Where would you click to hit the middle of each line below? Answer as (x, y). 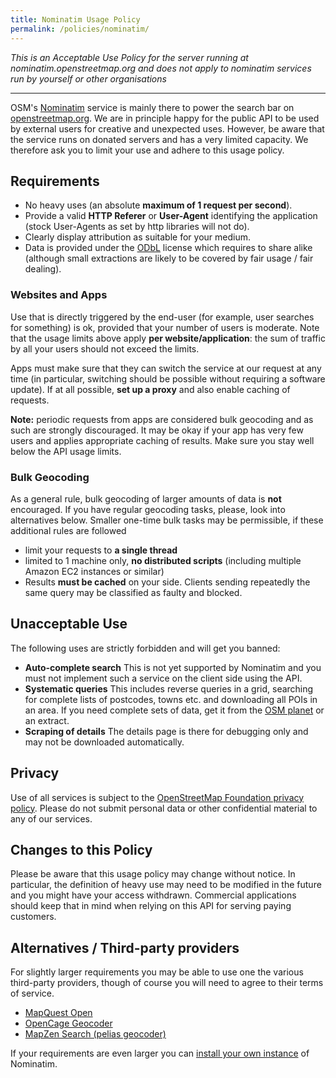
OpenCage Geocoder (68, 1023)
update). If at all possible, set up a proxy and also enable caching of (150, 389)
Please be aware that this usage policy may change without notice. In (153, 874)
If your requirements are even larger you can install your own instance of (160, 1053)
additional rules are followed (68, 530)
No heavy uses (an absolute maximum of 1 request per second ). (158, 205)
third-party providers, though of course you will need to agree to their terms (167, 983)
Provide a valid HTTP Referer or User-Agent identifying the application (171, 216)
